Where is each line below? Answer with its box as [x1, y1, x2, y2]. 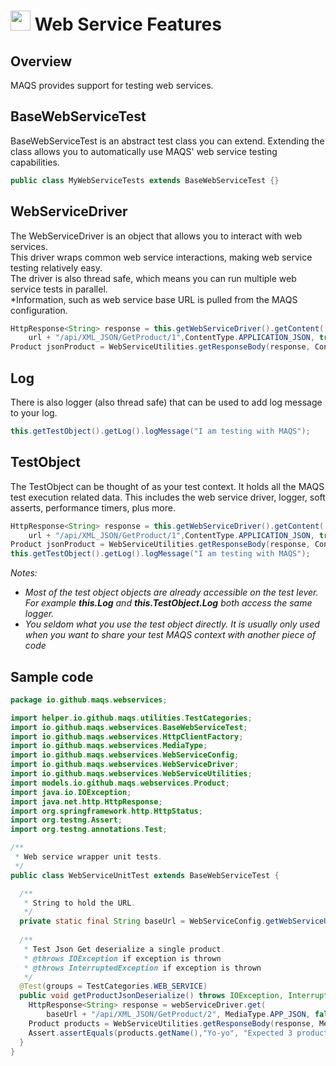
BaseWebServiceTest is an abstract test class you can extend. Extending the [10, 135, 325, 147]
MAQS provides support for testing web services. [10, 80, 214, 91]
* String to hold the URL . [23, 898, 137, 908]
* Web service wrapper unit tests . [14, 852, 163, 862]
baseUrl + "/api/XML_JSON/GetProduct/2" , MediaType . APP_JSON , [46, 1010, 311, 1020]
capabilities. [10, 156, 60, 168]
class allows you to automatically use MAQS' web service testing [10, 145, 278, 157]
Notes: [10, 567, 38, 579]
